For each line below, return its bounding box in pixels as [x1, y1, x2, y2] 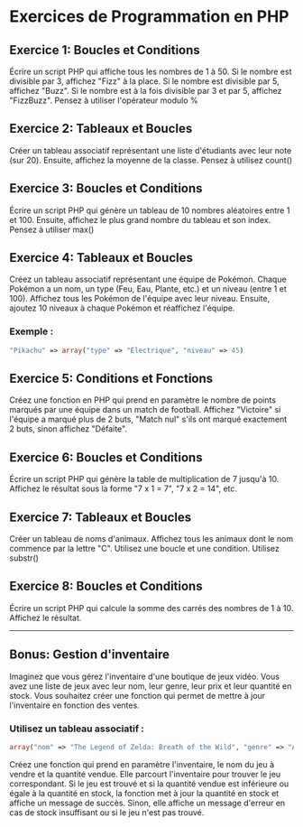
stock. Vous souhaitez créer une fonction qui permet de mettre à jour [9, 690, 266, 701]
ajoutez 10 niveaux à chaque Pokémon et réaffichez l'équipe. [9, 302, 235, 313]
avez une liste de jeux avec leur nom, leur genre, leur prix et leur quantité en [9, 680, 292, 692]
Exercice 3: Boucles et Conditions [9, 181, 203, 196]
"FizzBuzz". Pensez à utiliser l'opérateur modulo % [9, 95, 198, 106]
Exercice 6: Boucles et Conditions [9, 450, 203, 465]
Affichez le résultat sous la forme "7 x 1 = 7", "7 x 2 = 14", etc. [9, 483, 237, 494]
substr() [9, 553, 39, 563]
